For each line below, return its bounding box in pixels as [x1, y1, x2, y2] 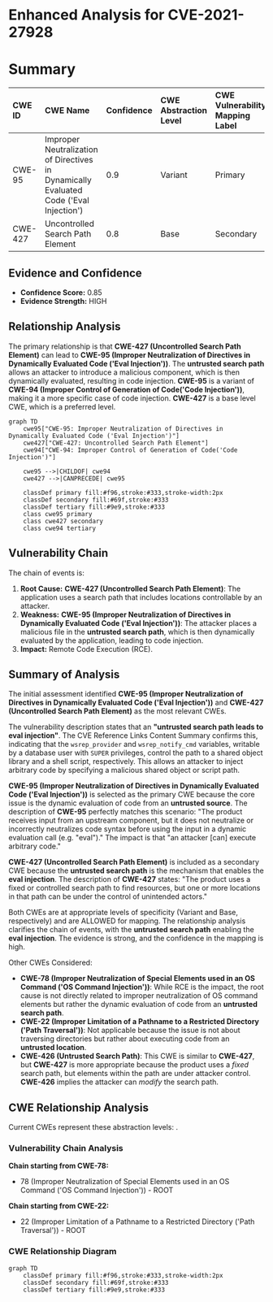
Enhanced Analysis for [8, 6, 165, 24]
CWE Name [44, 105, 90, 116]
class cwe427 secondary [23, 517, 104, 525]
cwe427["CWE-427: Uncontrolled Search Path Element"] [23, 439, 209, 447]
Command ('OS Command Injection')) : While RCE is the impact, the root [19, 982, 264, 992]
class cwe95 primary [23, 510, 93, 518]
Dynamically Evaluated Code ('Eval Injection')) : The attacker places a [19, 618, 258, 627]
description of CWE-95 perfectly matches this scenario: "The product [8, 807, 243, 817]
